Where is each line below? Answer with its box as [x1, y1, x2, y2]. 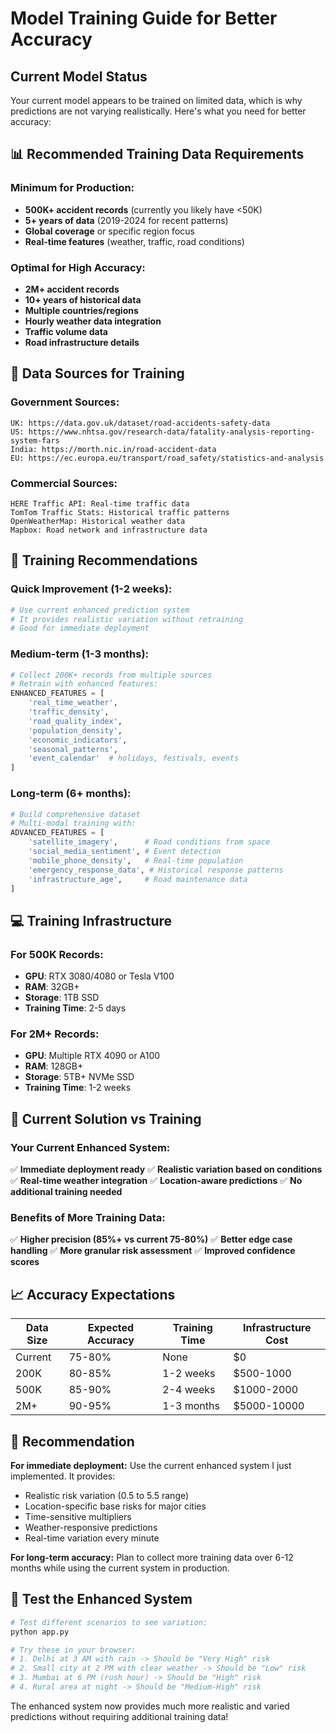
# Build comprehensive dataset [10, 809, 141, 819]
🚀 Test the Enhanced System [10, 1591, 193, 1608]
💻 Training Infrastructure [10, 912, 173, 929]
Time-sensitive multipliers [24, 1510, 132, 1522]
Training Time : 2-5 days [24, 1002, 127, 1014]
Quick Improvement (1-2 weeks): [10, 582, 173, 596]
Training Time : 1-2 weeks [24, 1082, 132, 1094]
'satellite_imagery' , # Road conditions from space [28, 837, 271, 847]
